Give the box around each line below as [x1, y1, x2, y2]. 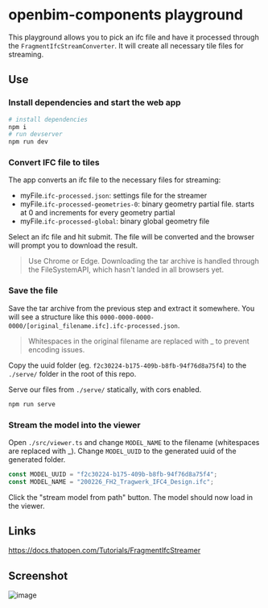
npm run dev [8, 138, 48, 146]
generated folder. [8, 454, 66, 464]
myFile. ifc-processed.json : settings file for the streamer [19, 191, 208, 201]
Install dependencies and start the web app [8, 97, 181, 108]
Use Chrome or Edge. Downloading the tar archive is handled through [27, 256, 259, 266]
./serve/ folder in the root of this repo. [8, 369, 137, 378]
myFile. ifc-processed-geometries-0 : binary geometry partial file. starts [19, 199, 255, 209]
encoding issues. [27, 344, 85, 354]
